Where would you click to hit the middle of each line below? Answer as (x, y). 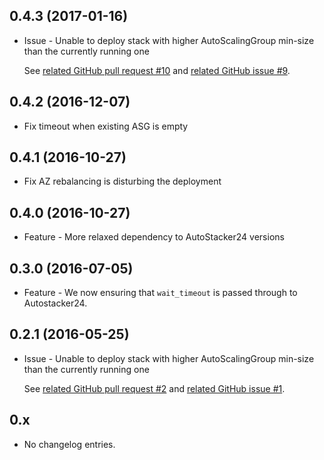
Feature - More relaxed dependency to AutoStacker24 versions (154, 237)
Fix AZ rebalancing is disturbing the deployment (122, 181)
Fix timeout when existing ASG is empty (106, 126)
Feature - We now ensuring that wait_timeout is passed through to (160, 293)
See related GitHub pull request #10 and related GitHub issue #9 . (157, 70)
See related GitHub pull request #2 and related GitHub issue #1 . (154, 388)
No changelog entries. (69, 444)
